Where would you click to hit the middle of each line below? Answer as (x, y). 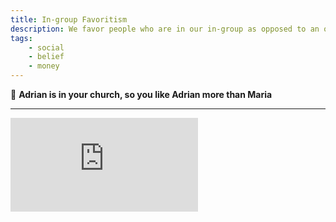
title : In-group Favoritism (69, 19)
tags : (21, 38)
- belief (46, 57)
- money (44, 66)
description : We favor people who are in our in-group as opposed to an (165, 29)
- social (46, 47)
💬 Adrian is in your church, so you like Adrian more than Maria (141, 94)
